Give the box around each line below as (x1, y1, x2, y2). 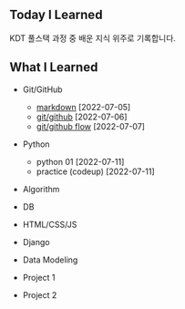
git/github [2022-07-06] (36, 111, 128, 122)
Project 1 (22, 272, 56, 283)
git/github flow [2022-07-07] (36, 120, 146, 131)
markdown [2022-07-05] (36, 101, 131, 112)
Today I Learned (9, 7, 103, 23)
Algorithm (22, 183, 60, 194)
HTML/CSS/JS (22, 219, 77, 230)
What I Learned (9, 59, 98, 76)
